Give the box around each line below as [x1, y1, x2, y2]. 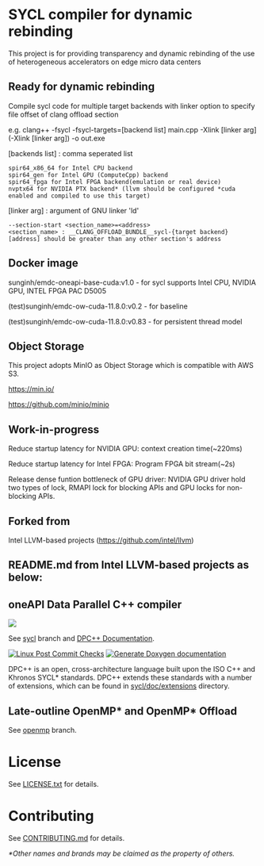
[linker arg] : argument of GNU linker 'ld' [8, 205, 140, 215]
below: [8, 571, 43, 584]
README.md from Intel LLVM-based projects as [8, 558, 250, 572]
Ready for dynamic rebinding [8, 80, 155, 94]
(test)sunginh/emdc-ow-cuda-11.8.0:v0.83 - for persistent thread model [8, 316, 243, 326]
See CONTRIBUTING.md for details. [8, 833, 125, 842]
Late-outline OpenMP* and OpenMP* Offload [8, 704, 238, 718]
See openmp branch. [8, 726, 77, 735]
